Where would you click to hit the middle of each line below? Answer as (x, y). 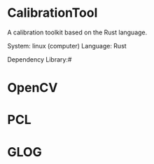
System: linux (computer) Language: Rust (67, 46)
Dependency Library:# (40, 59)
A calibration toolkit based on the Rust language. (77, 32)
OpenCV (33, 88)
